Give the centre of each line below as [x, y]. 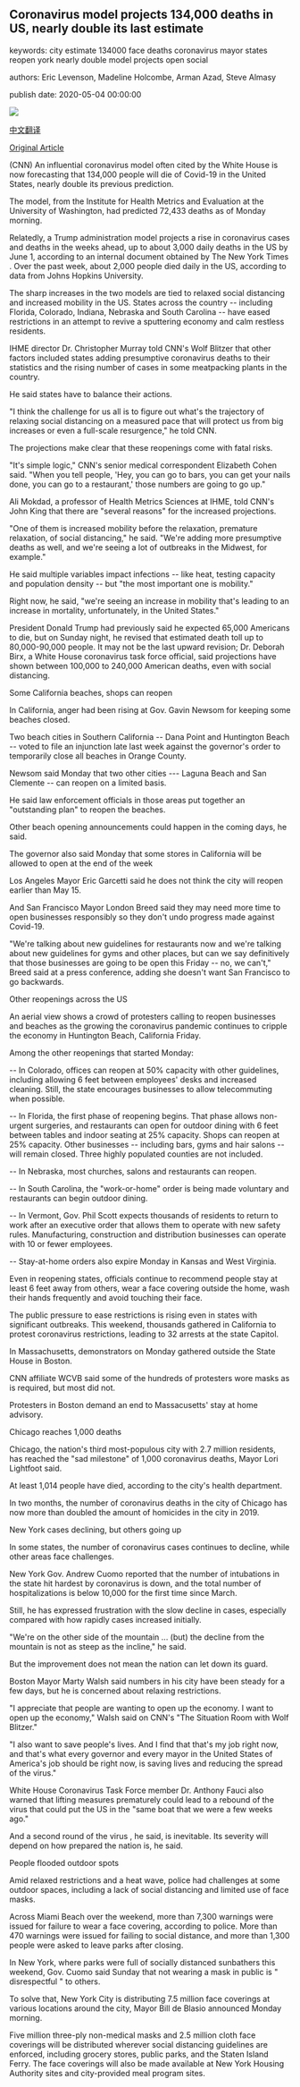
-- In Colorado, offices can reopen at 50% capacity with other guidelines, [144, 1070]
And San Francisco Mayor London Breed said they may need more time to [145, 907]
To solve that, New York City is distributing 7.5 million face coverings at [140, 1998]
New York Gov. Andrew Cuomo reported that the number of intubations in [144, 1574]
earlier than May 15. [46, 890]
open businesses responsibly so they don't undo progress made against [142, 917]
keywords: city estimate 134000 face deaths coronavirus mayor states [138, 50]
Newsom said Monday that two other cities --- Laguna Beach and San [138, 773]
